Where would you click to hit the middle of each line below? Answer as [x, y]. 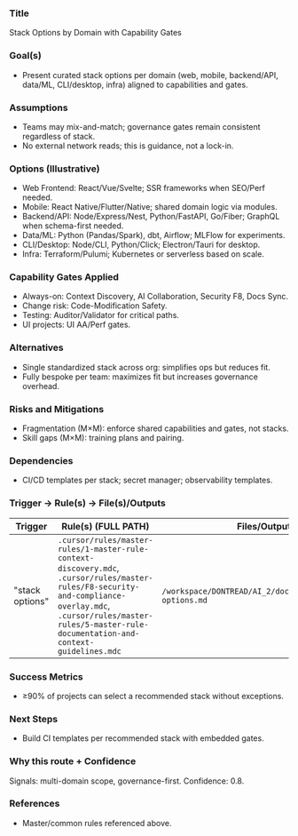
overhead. [41, 386]
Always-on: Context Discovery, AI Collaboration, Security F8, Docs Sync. [155, 297]
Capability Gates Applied [64, 277]
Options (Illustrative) [55, 169]
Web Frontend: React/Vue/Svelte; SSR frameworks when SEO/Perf [144, 188]
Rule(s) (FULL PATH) [106, 526]
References [35, 804]
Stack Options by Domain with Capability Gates [95, 33]
